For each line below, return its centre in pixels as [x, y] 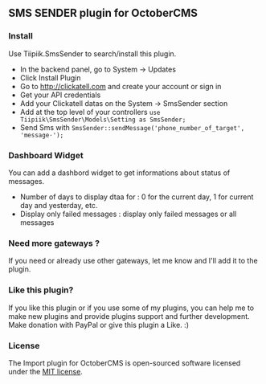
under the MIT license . [45, 371]
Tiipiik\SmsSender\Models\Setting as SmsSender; [103, 120]
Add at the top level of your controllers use [90, 112]
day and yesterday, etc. [59, 205]
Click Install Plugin [50, 78]
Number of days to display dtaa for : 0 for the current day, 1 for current [137, 197]
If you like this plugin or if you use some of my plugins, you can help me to [131, 308]
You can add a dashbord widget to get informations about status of [119, 173]
